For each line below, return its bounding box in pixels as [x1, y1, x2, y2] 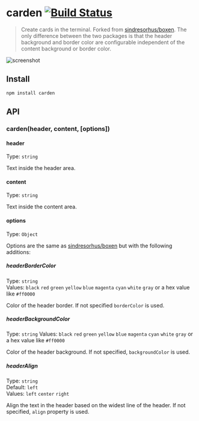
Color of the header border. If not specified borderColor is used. [6, 301, 165, 309]
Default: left [6, 384, 38, 391]
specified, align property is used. [6, 408, 90, 416]
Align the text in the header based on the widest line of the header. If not [6, 402, 186, 409]
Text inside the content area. [6, 203, 77, 210]
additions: [6, 248, 31, 255]
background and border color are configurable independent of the [20, 38, 185, 46]
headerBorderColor [6, 262, 56, 270]
